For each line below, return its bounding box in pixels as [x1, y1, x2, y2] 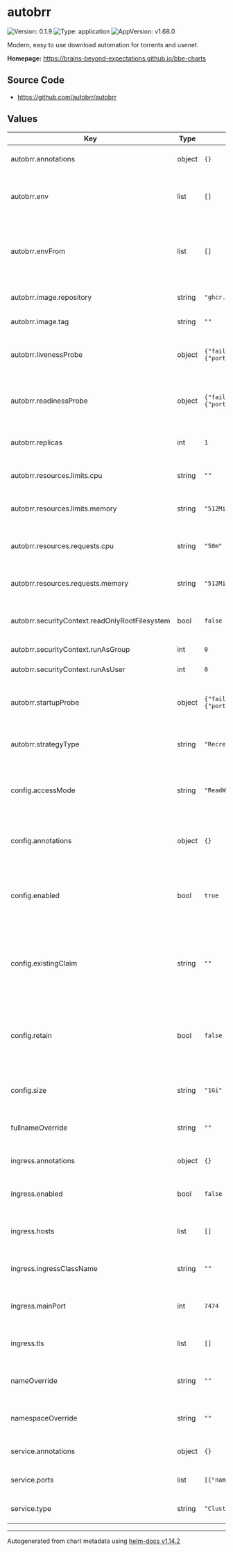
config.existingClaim [10, 958, 78, 968]
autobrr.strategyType [10, 739, 80, 749]
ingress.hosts [10, 1226, 55, 1235]
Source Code [7, 74, 64, 86]
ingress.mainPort [10, 1301, 66, 1311]
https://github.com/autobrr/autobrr [17, 93, 116, 101]
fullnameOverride [10, 1123, 68, 1133]
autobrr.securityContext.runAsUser [10, 664, 126, 674]
